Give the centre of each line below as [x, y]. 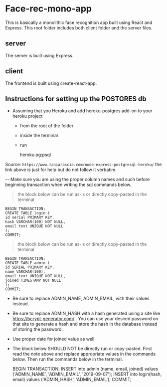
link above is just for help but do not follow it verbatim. [61, 170]
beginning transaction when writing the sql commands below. [68, 185]
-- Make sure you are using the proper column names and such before [78, 180]
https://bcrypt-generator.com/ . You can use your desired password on [85, 319]
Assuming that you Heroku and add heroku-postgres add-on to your [82, 111]
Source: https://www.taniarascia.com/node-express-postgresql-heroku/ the [83, 165]
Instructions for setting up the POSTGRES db [76, 98]
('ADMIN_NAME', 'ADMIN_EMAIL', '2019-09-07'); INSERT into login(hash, [87, 374]
